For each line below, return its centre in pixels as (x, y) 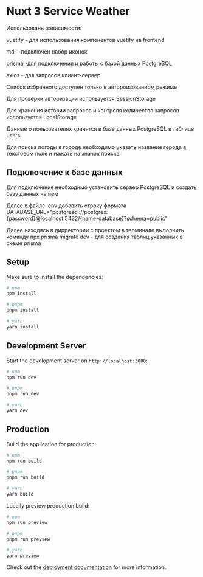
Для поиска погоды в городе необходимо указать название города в (96, 147)
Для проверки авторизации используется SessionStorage (81, 98)
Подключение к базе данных (64, 172)
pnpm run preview (28, 539)
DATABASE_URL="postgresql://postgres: (57, 212)
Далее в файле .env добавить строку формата (66, 206)
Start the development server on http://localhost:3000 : (77, 361)
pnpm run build (26, 478)
